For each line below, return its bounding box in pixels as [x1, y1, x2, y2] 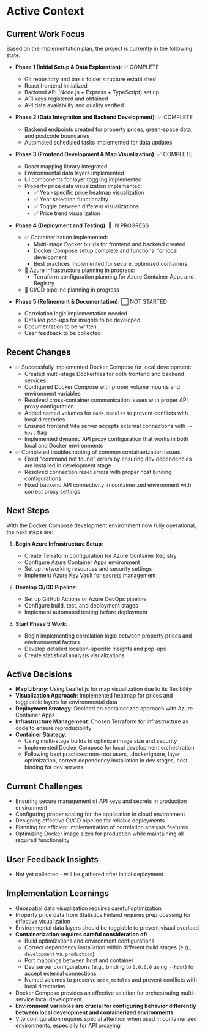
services [24, 377, 47, 384]
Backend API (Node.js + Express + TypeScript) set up [24, 89, 160, 96]
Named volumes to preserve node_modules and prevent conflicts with [24, 976, 198, 984]
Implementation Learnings [6, 888, 109, 898]
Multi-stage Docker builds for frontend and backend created [33, 241, 186, 247]
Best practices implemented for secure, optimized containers [33, 260, 188, 267]
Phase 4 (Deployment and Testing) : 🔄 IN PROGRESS [15, 222, 149, 229]
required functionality [15, 837, 70, 844]
